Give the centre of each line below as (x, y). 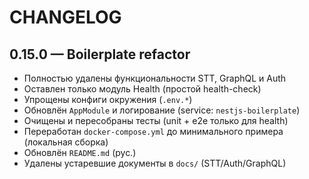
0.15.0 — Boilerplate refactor (100, 54)
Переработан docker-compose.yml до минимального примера (153, 131)
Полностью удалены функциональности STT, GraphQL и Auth (155, 78)
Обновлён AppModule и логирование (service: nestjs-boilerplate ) (162, 110)
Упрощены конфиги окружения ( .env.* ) (108, 99)
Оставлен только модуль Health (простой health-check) (142, 89)
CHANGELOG (65, 17)
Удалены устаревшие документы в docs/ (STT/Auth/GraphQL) (155, 163)
